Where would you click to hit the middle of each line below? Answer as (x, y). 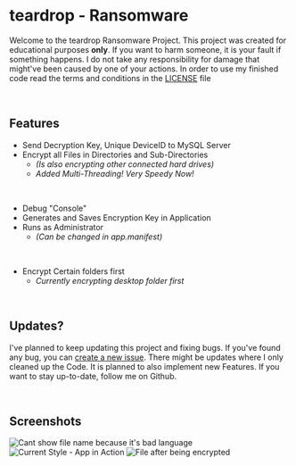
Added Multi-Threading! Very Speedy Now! (115, 173)
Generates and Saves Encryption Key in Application (116, 217)
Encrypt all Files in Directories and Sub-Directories (115, 154)
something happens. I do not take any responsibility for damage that (135, 59)
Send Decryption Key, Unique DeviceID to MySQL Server (127, 145)
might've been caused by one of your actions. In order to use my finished (144, 69)
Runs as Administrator (63, 227)
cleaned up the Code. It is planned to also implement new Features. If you (144, 366)
